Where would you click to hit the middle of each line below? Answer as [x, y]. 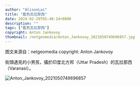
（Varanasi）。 [19, 68]
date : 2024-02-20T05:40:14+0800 [38, 19]
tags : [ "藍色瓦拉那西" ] [27, 28]
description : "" [22, 23]
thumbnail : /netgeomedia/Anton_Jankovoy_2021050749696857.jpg [70, 37]
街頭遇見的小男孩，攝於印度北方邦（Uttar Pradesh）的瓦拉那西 [69, 62]
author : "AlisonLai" [26, 10]
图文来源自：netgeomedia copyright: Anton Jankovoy [59, 52]
